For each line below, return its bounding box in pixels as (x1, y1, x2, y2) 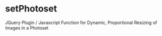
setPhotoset (5, 3, 57, 14)
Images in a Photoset (5, 24, 48, 30)
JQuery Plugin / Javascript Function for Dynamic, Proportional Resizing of (5, 19, 157, 25)
